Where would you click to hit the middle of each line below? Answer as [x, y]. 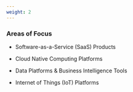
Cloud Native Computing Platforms [59, 58]
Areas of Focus [29, 33]
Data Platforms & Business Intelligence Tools [71, 71]
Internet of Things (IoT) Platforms [57, 82]
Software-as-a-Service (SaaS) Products [65, 47]
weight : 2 [19, 12]
